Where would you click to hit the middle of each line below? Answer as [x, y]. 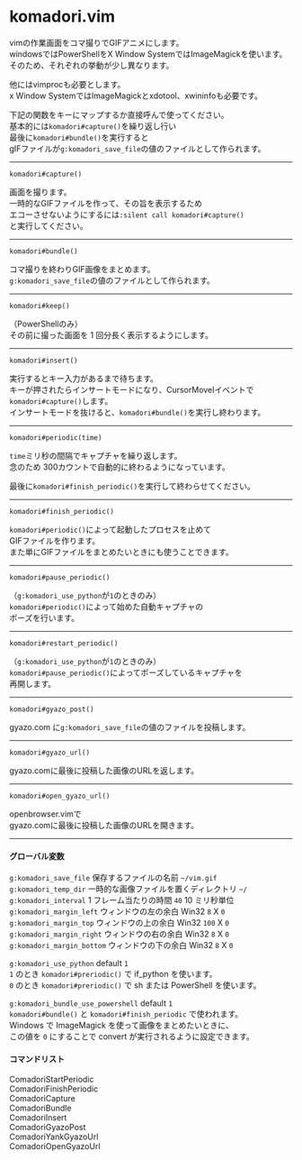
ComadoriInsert [38, 1118]
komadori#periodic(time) [56, 438]
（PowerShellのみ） [46, 324]
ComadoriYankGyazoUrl [54, 1137]
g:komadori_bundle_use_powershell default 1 [91, 1003]
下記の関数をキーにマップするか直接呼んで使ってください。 [119, 114]
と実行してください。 [49, 225]
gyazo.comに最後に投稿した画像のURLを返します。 [104, 770]
